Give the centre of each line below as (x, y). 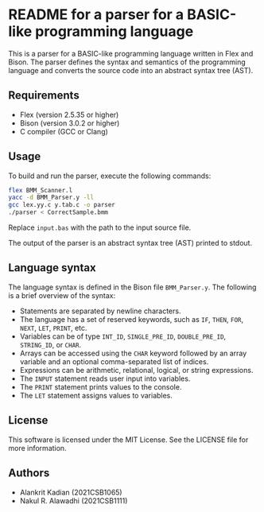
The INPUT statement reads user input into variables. (105, 378)
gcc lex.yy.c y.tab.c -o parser (62, 205)
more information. (37, 448)
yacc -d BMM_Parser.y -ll (51, 198)
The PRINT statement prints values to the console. (101, 386)
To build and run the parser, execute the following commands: (110, 176)
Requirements (44, 96)
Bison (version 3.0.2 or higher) (70, 123)
